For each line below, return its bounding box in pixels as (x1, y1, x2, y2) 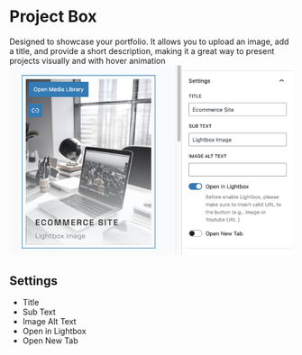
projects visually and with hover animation (9, 55, 166, 66)
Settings (9, 273, 59, 288)
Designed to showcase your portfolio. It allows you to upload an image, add (9, 36, 289, 47)
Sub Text (22, 306, 56, 317)
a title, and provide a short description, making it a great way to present (9, 45, 275, 56)
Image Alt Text (22, 316, 77, 327)
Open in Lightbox (22, 326, 87, 337)
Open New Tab (22, 335, 78, 346)
